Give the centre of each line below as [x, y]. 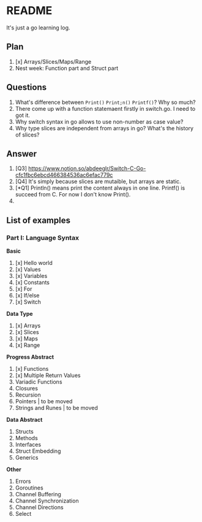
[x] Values [28, 269]
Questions [27, 87]
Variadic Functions [39, 382]
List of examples [38, 220]
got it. [23, 115]
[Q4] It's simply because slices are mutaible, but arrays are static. [98, 182]
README [29, 11]
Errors [23, 482]
